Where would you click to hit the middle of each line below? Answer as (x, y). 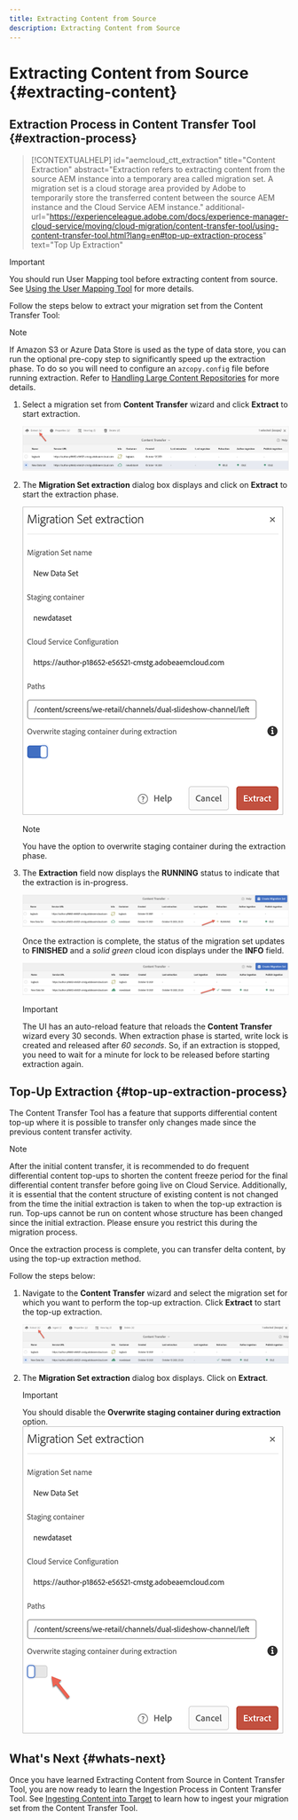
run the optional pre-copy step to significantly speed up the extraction (137, 358)
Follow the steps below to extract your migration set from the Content (136, 305)
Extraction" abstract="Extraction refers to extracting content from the (158, 169)
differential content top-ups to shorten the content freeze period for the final (149, 1176)
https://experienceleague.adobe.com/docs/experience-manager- (169, 216)
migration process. (43, 1232)
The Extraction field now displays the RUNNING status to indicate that (150, 873)
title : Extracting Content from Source (83, 19)
